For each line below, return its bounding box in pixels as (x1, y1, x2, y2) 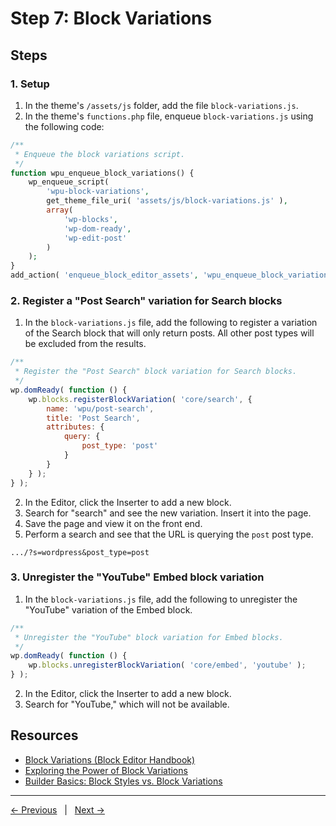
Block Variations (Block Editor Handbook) (24, 753, 196, 766)
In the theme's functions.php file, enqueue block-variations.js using (24, 110, 314, 122)
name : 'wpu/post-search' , (46, 403, 155, 414)
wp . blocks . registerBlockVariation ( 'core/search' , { (28, 394, 253, 404)
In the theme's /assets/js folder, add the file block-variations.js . (24, 99, 299, 111)
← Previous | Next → (10, 803, 105, 816)
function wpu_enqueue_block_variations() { (10, 168, 195, 178)
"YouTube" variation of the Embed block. (24, 603, 193, 616)
